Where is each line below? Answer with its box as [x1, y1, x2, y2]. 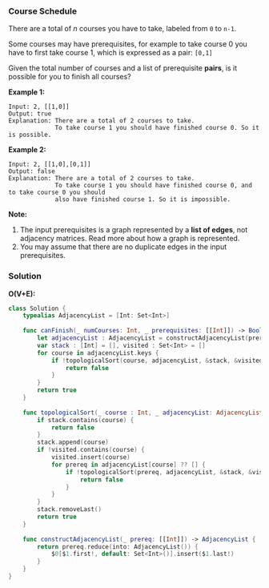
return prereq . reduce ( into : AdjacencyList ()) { [37, 542, 199, 550]
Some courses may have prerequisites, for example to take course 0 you [8, 39, 248, 49]
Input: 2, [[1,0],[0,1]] [8, 160, 91, 169]
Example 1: [8, 87, 46, 97]
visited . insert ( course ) [50, 453, 130, 461]
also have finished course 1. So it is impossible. [54, 195, 231, 203]
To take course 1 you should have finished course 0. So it [54, 124, 260, 132]
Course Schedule [8, 6, 78, 17]
